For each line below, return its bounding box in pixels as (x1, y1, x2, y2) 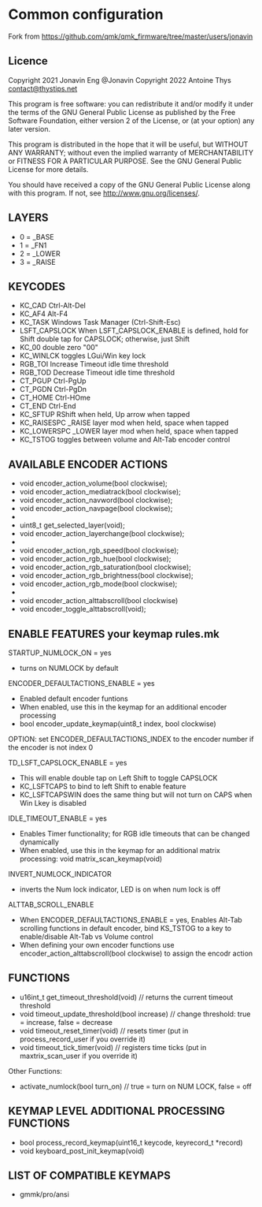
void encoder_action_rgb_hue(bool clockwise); (19, 554, 172, 564)
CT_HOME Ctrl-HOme (19, 393, 90, 403)
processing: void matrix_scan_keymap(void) (19, 854, 163, 863)
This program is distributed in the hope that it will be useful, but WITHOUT (8, 140, 249, 149)
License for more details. (8, 164, 89, 174)
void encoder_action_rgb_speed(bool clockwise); (19, 546, 179, 555)
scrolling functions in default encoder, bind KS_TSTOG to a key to (19, 924, 232, 933)
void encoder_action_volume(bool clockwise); (19, 479, 168, 488)
